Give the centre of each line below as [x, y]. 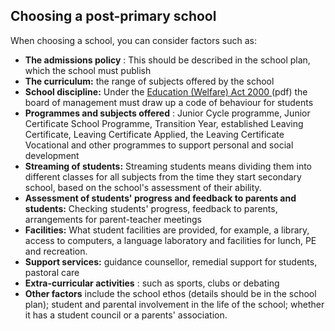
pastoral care [52, 272]
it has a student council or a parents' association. [126, 315]
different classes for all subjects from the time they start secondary [163, 176]
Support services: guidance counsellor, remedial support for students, [171, 261]
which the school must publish [88, 70]
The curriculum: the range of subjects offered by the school [149, 81]
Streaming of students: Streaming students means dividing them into [168, 166]
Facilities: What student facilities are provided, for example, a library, [167, 230]
